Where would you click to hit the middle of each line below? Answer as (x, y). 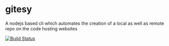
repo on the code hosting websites (41, 28)
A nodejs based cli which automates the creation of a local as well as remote (85, 23)
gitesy (19, 9)
